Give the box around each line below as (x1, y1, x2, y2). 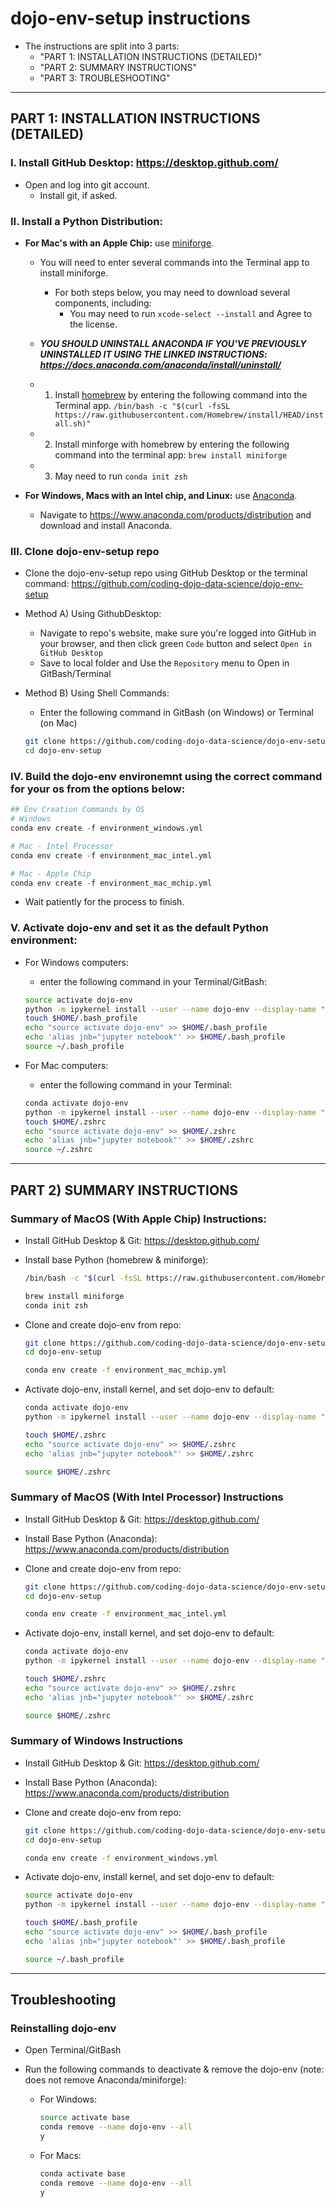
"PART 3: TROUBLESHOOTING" (39, 72, 171, 84)
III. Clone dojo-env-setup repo (10, 544, 160, 558)
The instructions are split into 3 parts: (24, 40, 180, 52)
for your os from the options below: (10, 782, 186, 796)
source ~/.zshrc (24, 1145, 93, 1155)
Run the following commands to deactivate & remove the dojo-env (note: (24, 2063, 325, 2076)
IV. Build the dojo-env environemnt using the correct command (10, 769, 323, 783)
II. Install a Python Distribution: (10, 214, 163, 228)
